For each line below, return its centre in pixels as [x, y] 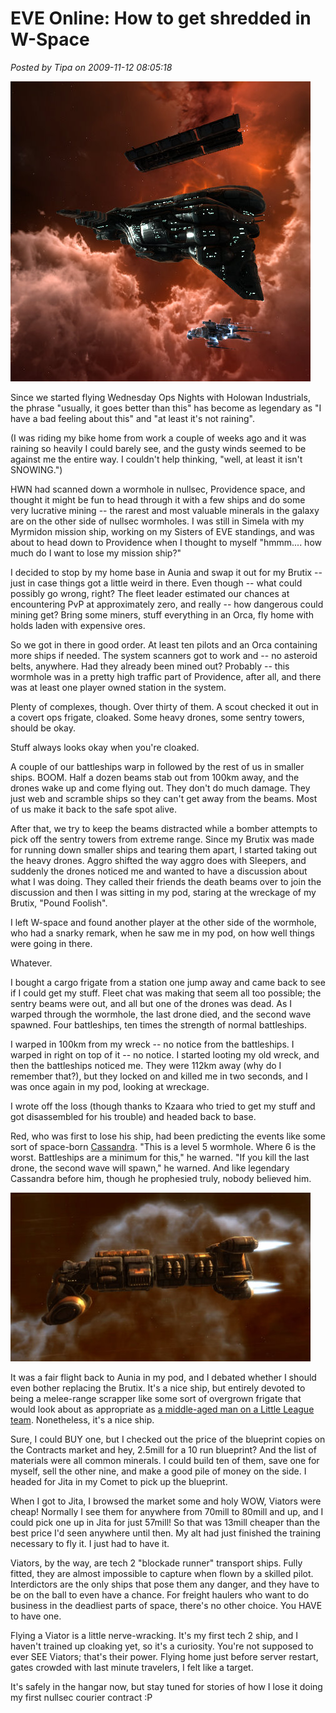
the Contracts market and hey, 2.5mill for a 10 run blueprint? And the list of [163, 1449]
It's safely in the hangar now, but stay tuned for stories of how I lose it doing [166, 1686]
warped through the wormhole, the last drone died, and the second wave [161, 1014]
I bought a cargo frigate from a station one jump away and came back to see [168, 982]
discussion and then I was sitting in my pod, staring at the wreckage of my [163, 892]
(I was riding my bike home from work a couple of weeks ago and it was [158, 438]
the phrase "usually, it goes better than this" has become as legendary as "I [166, 408]
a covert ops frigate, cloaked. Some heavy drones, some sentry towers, [157, 717]
